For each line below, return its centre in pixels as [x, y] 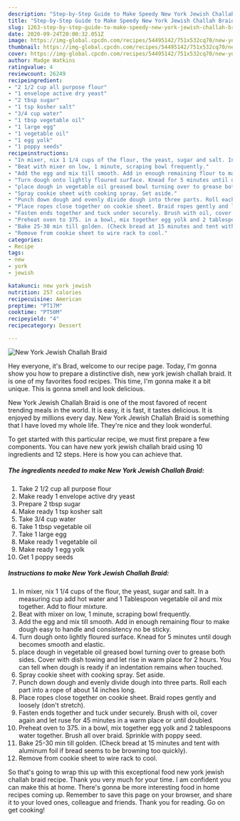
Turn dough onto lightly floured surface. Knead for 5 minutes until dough [125, 637]
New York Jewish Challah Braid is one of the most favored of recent [108, 402]
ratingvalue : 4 [31, 67]
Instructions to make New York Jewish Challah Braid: [89, 573]
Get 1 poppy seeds [46, 557]
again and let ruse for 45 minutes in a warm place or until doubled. [116, 720]
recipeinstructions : [39, 153]
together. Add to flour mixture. [63, 606]
